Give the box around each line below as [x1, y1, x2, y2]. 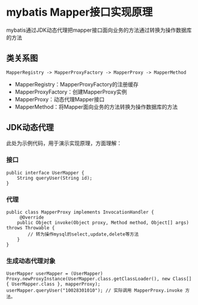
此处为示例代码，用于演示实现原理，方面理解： [6, 139, 122, 147]
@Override [19, 215, 44, 221]
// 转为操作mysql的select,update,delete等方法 [28, 231, 139, 237]
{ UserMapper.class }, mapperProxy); [6, 281, 101, 288]
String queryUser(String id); [17, 175, 93, 181]
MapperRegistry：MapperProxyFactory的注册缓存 [14, 80, 139, 87]
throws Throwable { [6, 225, 55, 231]
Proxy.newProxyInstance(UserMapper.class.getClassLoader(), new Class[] [6, 276, 192, 282]
